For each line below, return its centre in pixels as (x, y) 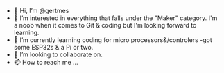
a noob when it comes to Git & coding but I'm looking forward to (105, 25)
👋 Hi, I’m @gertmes (41, 11)
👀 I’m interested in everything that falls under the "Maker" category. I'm (115, 18)
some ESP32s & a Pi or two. (53, 47)
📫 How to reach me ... (46, 62)
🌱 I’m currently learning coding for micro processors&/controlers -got (113, 40)
